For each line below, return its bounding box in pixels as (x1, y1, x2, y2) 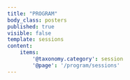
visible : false (7, 29, 52, 37)
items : (20, 49, 39, 56)
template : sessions (7, 36, 64, 43)
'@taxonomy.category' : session (32, 56, 124, 63)
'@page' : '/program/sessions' (32, 62, 120, 69)
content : (7, 42, 33, 49)
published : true (7, 23, 55, 30)
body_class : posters (7, 17, 68, 24)
